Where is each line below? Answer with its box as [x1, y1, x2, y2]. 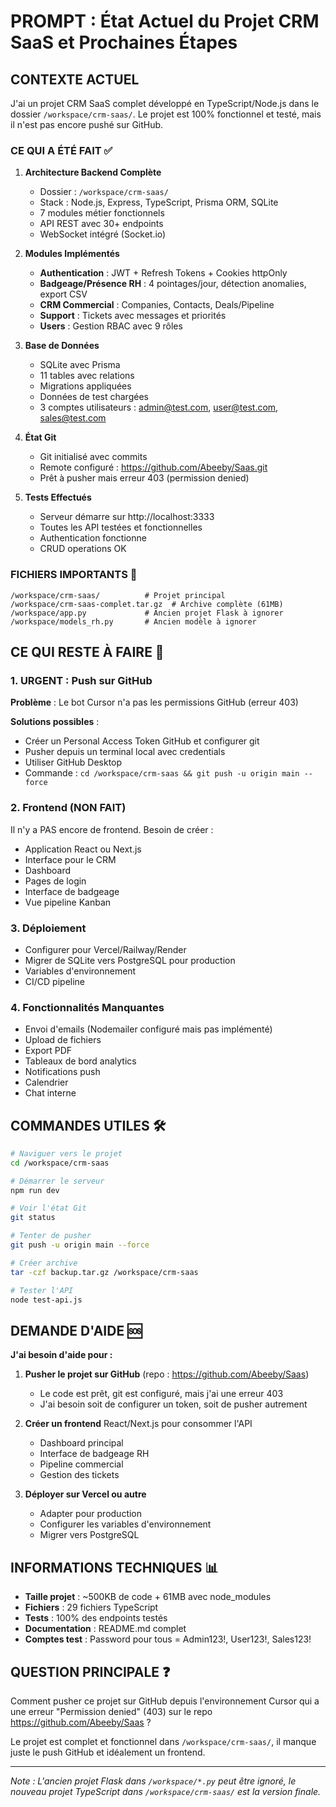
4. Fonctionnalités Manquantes [10, 1000, 165, 1014]
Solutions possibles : [10, 716, 100, 728]
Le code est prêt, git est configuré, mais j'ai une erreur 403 [39, 1388, 284, 1400]
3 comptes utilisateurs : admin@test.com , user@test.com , [39, 401, 279, 414]
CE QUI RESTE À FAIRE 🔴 [10, 643, 165, 660]
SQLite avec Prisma [39, 359, 121, 371]
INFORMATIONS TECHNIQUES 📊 [10, 1559, 219, 1576]
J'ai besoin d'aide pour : [10, 1349, 113, 1361]
